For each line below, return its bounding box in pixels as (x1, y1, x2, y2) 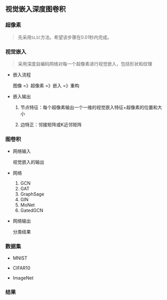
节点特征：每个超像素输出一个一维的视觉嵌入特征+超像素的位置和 (20, 104, 158, 110)
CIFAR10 (12, 265, 31, 271)
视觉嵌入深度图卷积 (5, 5, 66, 14)
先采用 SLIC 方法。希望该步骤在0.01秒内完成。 (17, 34, 112, 40)
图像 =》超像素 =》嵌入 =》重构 (12, 82, 80, 89)
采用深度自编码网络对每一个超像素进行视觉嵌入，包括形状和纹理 (17, 60, 152, 67)
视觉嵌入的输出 (12, 159, 44, 165)
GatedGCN (20, 207, 43, 213)
